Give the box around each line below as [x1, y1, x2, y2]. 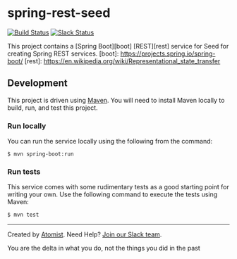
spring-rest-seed [7, 5, 111, 21]
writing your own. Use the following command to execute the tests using [7, 190, 218, 198]
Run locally [7, 121, 47, 131]
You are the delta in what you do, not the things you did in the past [7, 244, 200, 253]
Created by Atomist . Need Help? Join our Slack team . [7, 230, 162, 239]
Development [7, 77, 68, 89]
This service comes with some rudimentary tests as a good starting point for [7, 183, 229, 191]
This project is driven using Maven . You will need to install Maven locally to [7, 96, 225, 104]
